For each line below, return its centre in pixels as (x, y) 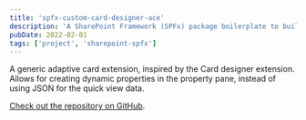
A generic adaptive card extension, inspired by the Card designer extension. (152, 69)
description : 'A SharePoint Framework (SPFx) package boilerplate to (144, 26)
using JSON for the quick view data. (77, 88)
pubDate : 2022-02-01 (49, 35)
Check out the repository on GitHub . (77, 106)
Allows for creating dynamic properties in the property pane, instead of (143, 79)
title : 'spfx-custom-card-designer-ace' (87, 18)
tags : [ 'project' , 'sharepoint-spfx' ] (83, 43)
